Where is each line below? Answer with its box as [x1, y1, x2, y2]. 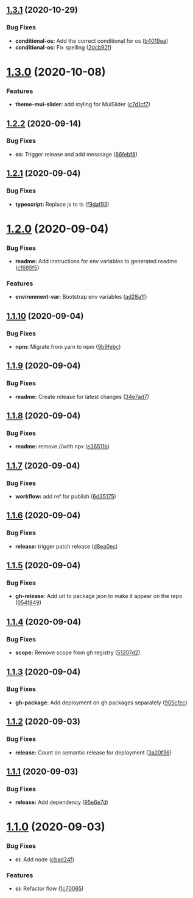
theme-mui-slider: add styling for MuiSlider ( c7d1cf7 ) [15, 101, 151, 108]
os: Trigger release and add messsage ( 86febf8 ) [15, 150, 138, 158]
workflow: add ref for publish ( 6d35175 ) [15, 493, 117, 500]
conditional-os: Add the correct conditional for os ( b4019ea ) [15, 37, 169, 45]
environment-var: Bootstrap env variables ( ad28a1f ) [15, 293, 147, 301]
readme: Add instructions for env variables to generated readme [15, 258, 178, 265]
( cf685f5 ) [15, 264, 40, 271]
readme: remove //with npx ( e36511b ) [15, 443, 110, 450]
